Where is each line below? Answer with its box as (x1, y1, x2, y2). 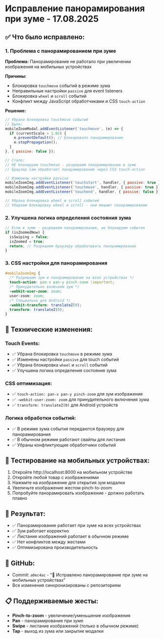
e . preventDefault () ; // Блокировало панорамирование (14, 135, 123, 140)
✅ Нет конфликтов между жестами (12, 539, 86, 545)
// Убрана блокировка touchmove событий (5, 117, 89, 122)
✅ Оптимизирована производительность (12, 545, 98, 551)
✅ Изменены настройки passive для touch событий (12, 356, 119, 362)
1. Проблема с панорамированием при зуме (5, 47, 116, 54)
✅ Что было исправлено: (5, 33, 85, 41)
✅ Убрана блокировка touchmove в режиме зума (12, 351, 112, 357)
